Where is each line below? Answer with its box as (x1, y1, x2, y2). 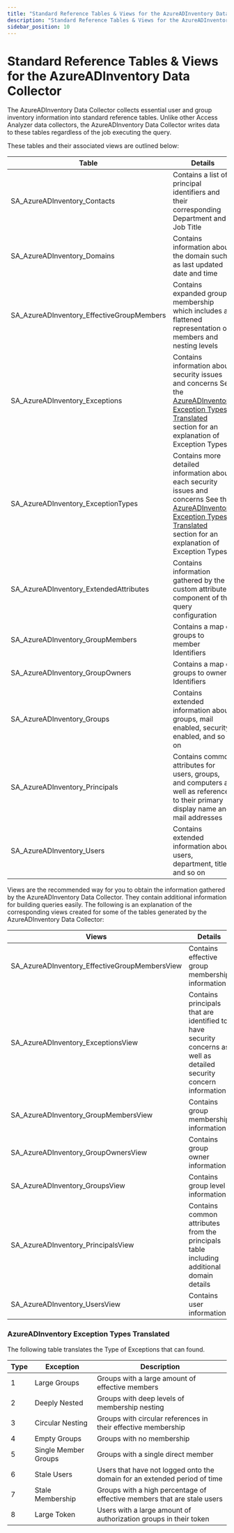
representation (173, 324, 221, 334)
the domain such (173, 251, 228, 261)
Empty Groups (34, 1433, 82, 1443)
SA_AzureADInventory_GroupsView (10, 1181, 125, 1190)
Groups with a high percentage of (96, 1485, 207, 1495)
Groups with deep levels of (96, 1393, 185, 1403)
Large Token (34, 1509, 76, 1519)
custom (173, 584, 198, 594)
